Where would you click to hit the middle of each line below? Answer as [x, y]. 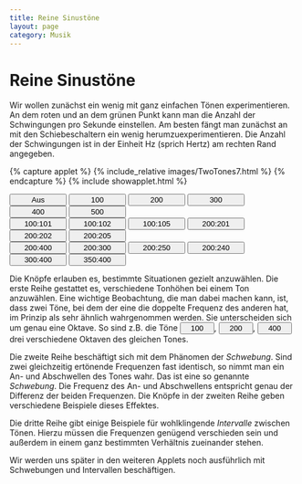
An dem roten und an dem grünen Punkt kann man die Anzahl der [133, 115]
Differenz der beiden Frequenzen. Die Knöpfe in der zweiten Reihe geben [147, 396]
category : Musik [40, 35]
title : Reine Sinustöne [55, 18]
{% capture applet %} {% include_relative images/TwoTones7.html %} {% [147, 172]
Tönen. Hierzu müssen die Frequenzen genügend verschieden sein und [144, 433]
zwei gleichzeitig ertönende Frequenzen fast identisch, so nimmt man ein [147, 367]
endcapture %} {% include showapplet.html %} [99, 181]
